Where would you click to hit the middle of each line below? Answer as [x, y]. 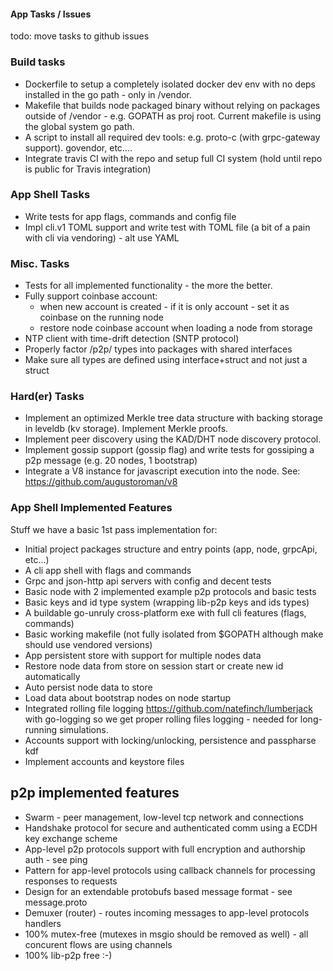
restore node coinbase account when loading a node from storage [176, 328]
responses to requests [71, 881]
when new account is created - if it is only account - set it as [164, 307]
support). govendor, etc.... [78, 147]
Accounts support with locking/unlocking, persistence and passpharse [170, 740]
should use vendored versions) [88, 644]
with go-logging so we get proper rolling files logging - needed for [161, 719]
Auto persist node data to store [88, 687]
